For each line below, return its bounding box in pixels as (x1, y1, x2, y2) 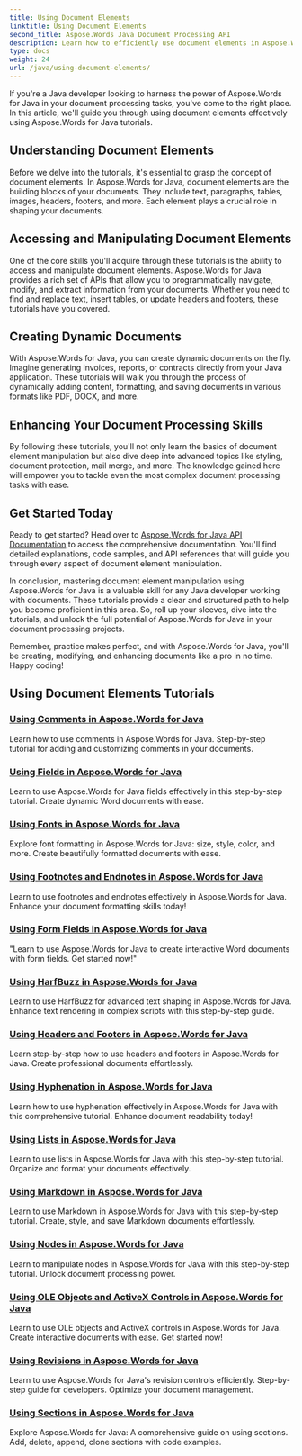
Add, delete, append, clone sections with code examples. (9, 1437, 222, 1448)
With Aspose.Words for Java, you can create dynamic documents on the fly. (9, 353, 292, 364)
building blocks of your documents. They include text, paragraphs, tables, (9, 185, 283, 196)
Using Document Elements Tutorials (9, 686, 215, 701)
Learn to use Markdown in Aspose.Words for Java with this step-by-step (9, 1206, 279, 1216)
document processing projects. (9, 623, 126, 634)
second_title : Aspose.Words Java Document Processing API (9, 30, 231, 39)
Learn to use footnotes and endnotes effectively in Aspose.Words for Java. (9, 891, 288, 901)
